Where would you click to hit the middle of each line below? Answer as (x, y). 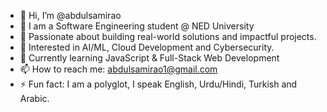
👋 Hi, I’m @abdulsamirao (70, 15)
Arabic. (34, 98)
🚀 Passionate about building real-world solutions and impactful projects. (168, 36)
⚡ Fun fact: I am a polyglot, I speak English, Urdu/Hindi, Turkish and (158, 84)
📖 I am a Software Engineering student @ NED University (137, 26)
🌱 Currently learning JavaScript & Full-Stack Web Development (149, 58)
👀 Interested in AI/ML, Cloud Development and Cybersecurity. (147, 47)
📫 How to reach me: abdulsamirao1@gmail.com (118, 69)
